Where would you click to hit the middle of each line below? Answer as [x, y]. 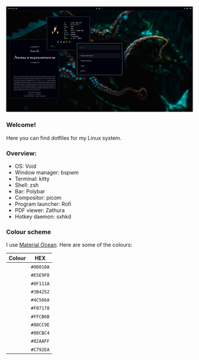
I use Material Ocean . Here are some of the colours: [69, 245]
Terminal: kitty [32, 179]
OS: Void [25, 166]
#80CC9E [40, 325]
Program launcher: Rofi [43, 204]
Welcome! [21, 125]
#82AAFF [40, 342]
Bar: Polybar [30, 192]
